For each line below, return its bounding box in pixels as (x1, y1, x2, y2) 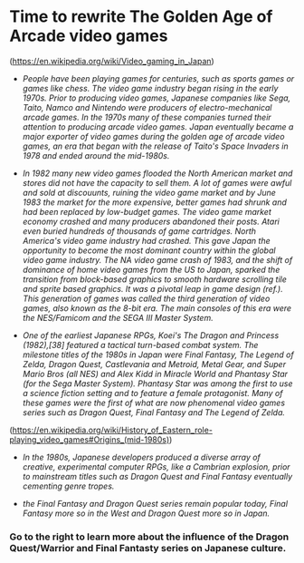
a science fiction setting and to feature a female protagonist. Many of (22, 387, 283, 398)
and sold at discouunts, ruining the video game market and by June (22, 187, 276, 198)
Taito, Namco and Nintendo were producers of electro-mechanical (22, 102, 272, 112)
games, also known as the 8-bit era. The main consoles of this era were (22, 302, 292, 314)
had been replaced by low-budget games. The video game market (22, 206, 271, 217)
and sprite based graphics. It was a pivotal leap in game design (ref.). (22, 283, 283, 294)
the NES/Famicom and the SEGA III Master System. (22, 312, 214, 323)
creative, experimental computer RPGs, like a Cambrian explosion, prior (22, 461, 291, 472)
